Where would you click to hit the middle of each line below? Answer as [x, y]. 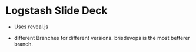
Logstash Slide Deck [57, 11]
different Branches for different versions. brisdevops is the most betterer [102, 38]
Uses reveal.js [31, 27]
